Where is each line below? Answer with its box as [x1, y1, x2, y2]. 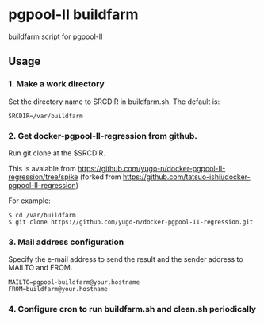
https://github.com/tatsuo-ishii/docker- [122, 172, 251, 182]
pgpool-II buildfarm [8, 6, 139, 24]
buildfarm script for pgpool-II [8, 32, 103, 41]
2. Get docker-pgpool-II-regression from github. [8, 130, 198, 141]
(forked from [79, 172, 121, 182]
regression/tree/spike [8, 172, 78, 182]
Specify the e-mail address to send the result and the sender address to [8, 255, 243, 264]
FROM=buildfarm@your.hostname [8, 286, 109, 293]
